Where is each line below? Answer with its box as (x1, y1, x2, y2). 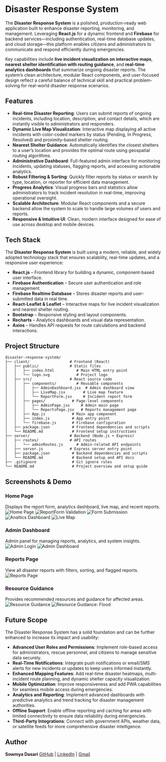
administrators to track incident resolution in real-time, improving (12, 189, 146, 195)
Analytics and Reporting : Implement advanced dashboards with (12, 691, 145, 698)
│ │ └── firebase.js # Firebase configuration (5, 420, 126, 425)
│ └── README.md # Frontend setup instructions (5, 429, 137, 434)
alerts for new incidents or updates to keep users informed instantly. (12, 665, 153, 671)
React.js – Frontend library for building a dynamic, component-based (12, 269, 155, 275)
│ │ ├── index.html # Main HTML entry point (5, 368, 128, 373)
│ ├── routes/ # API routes (5, 438, 97, 443)
